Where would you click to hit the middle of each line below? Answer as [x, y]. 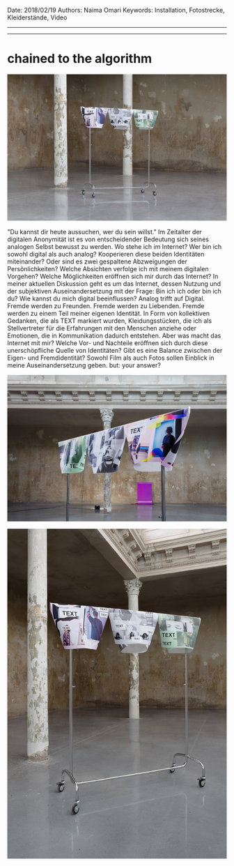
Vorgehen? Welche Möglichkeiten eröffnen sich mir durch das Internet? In [113, 276]
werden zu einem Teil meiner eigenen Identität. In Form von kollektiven [109, 314]
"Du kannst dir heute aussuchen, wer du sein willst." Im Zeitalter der [104, 232]
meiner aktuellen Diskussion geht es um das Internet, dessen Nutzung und [114, 284]
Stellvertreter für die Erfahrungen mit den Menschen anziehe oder [102, 328]
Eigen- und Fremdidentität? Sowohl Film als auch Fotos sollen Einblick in [111, 358]
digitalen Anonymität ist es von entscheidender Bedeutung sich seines [108, 239]
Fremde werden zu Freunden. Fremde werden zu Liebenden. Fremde [106, 306]
